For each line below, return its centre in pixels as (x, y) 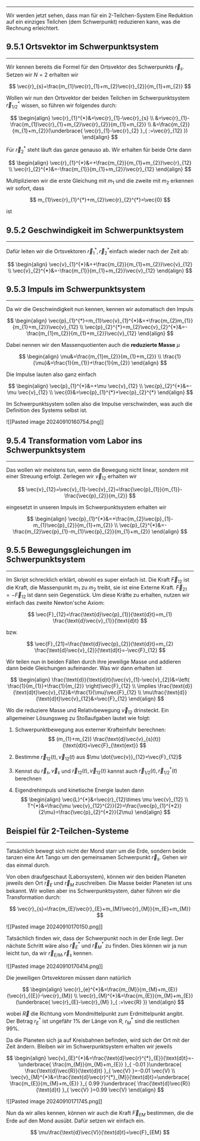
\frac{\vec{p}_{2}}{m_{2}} (96, 496)
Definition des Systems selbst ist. (47, 410)
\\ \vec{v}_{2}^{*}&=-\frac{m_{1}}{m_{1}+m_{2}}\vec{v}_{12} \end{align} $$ (100, 270)
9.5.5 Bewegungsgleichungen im (69, 550)
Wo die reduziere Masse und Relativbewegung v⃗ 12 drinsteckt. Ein (87, 711)
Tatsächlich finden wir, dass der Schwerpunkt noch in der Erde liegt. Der (95, 938)
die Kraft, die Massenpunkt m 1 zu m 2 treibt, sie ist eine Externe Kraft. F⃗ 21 (97, 588)
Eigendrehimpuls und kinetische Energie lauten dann (79, 790)
